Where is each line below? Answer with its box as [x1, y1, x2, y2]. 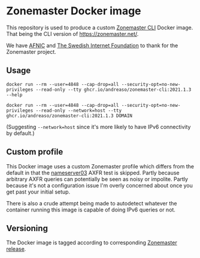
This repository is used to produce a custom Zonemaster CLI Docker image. [6, 24, 193, 31]
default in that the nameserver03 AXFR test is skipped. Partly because [6, 169, 180, 176]
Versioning [6, 223, 48, 234]
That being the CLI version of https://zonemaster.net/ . [6, 30, 139, 37]
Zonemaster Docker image [6, 4, 142, 18]
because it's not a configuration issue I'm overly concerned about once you [6, 182, 193, 189]
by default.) [6, 130, 35, 137]
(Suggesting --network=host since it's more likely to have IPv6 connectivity [6, 123, 191, 130]
